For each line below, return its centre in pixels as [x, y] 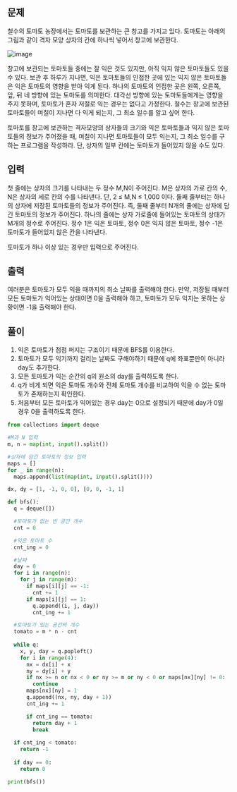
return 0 [33, 769]
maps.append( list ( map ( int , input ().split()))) [83, 477]
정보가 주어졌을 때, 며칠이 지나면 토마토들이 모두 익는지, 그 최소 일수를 [122, 136]
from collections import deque [53, 425]
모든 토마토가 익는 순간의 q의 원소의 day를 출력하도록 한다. [98, 377]
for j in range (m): [49, 580]
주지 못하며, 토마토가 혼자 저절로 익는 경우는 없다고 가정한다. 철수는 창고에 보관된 [118, 104]
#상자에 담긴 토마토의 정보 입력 [47, 457]
